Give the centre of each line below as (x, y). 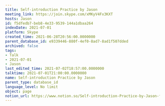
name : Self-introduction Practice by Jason (50, 78)
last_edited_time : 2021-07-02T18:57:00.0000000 (55, 69)
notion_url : (17, 96)
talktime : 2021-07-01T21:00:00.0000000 (46, 73)
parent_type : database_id (31, 82)
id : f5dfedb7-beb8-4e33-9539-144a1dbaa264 (49, 23)
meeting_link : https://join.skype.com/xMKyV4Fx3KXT (59, 14)
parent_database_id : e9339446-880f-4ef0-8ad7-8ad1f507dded (67, 42)
